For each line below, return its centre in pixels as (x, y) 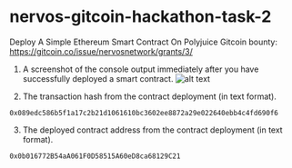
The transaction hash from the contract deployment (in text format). (150, 96)
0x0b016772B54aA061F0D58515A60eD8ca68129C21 (95, 156)
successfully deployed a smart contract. (98, 78)
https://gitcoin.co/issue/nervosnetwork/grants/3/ (101, 51)
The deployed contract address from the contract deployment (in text (153, 130)
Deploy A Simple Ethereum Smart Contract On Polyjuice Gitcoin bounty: (144, 42)
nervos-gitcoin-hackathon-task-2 (141, 17)
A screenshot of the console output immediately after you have (141, 69)
